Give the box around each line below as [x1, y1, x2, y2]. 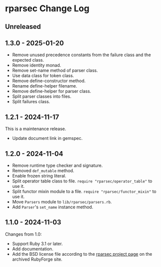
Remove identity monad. [12, 62, 61, 68]
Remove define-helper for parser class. [12, 89, 91, 94]
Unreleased [5, 22, 41, 31]
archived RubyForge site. [12, 256, 62, 262]
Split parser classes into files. [12, 93, 72, 99]
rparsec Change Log [5, 3, 90, 14]
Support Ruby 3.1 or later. [12, 241, 63, 246]
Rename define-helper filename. [12, 83, 77, 89]
